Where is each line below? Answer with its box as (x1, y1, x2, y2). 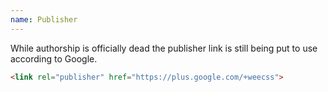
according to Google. (10, 52, 98, 65)
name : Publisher (10, 14, 78, 25)
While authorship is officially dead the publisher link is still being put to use (10, 42, 318, 54)
